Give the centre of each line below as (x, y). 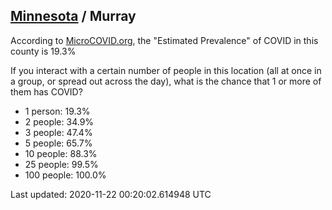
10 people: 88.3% (61, 153)
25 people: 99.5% (61, 164)
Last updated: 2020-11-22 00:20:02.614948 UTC (111, 194)
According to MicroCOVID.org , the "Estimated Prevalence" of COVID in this (164, 40)
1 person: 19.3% (57, 111)
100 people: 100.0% (65, 175)
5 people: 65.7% (58, 143)
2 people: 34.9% (59, 121)
